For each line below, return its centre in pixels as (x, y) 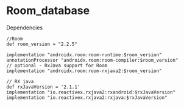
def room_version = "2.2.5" (42, 44)
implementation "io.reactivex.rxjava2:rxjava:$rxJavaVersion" (87, 98)
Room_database (48, 11)
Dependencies (25, 28)
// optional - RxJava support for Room (57, 65)
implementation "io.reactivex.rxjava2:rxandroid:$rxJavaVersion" (91, 92)
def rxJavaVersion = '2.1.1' (43, 87)
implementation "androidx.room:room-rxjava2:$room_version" (84, 71)
